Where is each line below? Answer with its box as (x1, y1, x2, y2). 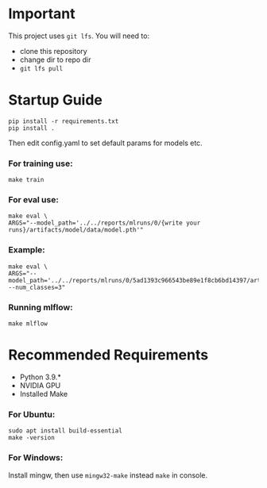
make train (8, 176, 44, 184)
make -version (8, 434, 56, 442)
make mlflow (8, 320, 48, 328)
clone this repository (19, 46, 87, 56)
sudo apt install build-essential (8, 427, 123, 435)
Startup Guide (8, 91, 103, 110)
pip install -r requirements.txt (8, 117, 119, 125)
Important (8, 5, 75, 23)
